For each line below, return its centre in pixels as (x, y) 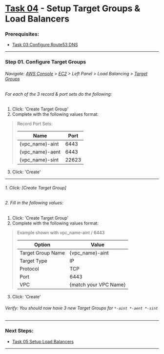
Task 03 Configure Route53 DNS (45, 45)
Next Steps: (19, 331)
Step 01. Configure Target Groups (46, 62)
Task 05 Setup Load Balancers (43, 341)
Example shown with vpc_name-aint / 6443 (61, 233)
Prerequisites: (22, 34)
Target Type (33, 261)
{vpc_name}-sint (39, 160)
